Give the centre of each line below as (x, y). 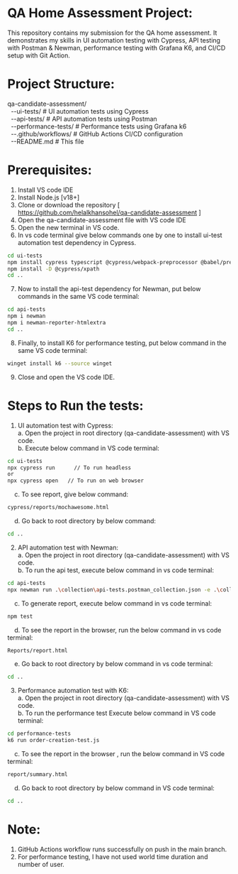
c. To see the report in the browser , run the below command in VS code (119, 754)
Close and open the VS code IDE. (66, 377)
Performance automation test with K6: (73, 691)
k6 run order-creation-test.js (53, 741)
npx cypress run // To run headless (69, 468)
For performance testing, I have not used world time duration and (113, 856)
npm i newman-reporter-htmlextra (57, 323)
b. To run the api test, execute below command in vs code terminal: (116, 570)
